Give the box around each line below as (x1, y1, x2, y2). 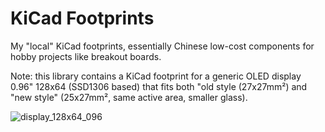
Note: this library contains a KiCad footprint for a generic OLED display (10, 70, 302, 82)
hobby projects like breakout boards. (10, 50, 162, 62)
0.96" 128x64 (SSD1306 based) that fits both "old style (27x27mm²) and (10, 80, 308, 92)
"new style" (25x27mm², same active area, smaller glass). (10, 91, 248, 103)
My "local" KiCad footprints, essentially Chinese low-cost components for (10, 40, 315, 52)
